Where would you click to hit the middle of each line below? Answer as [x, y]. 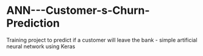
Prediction [33, 23]
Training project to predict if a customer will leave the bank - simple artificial [102, 40]
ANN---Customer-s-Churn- [78, 11]
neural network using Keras [41, 46]
